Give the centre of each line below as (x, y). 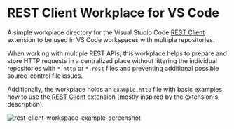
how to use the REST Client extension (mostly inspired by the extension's (113, 97)
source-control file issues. (45, 76)
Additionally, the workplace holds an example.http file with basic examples (115, 89)
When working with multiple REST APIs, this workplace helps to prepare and (117, 53)
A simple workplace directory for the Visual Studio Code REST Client (106, 32)
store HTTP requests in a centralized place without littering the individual (112, 60)
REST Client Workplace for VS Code (113, 13)
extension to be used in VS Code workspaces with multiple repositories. (111, 39)
